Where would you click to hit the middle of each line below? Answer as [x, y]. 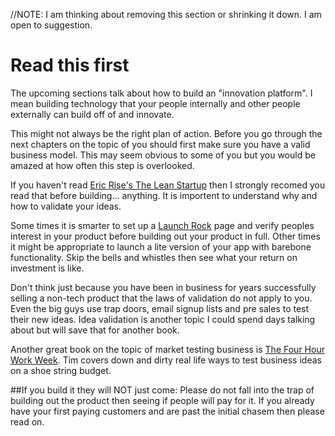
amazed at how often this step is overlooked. [102, 165]
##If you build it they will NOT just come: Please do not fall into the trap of [162, 390]
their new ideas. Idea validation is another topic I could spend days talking [163, 319]
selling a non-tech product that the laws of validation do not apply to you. [161, 298]
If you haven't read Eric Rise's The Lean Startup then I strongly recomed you [168, 185]
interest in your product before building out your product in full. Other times [165, 236]
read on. [27, 421]
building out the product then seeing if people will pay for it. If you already [162, 400]
